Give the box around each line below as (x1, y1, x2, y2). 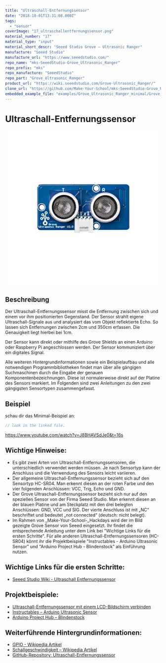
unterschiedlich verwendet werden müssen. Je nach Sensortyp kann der (12, 465, 161, 471)
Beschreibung (5, 295, 49, 304)
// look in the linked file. (5, 423, 65, 428)
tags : (5, 18, 16, 23)
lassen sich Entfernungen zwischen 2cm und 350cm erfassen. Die (5, 324, 140, 330)
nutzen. (12, 549, 28, 555)
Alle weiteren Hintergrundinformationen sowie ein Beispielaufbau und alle (5, 359, 155, 365)
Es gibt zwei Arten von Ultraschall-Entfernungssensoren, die (12, 459, 135, 465)
